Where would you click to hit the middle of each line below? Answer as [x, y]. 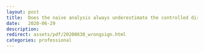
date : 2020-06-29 [31, 23]
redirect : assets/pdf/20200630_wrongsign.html [66, 35]
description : [23, 29]
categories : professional [39, 40]
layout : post [23, 12]
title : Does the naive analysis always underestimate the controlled [97, 18]
